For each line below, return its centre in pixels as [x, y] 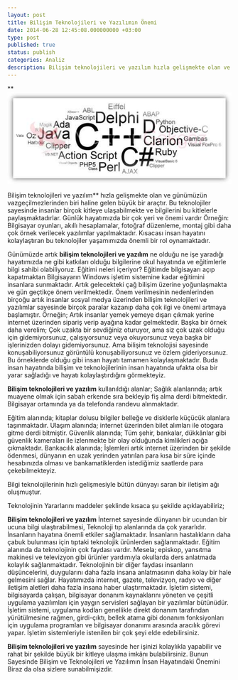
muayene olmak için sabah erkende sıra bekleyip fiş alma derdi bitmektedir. [117, 396]
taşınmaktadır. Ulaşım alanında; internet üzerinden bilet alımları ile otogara [115, 426]
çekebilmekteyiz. [32, 471]
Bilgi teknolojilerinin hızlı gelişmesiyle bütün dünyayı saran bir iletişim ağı [113, 485]
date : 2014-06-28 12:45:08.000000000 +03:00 [74, 30]
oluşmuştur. [25, 492]
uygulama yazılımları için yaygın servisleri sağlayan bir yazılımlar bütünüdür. [118, 603]
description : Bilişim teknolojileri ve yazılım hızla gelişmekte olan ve [119, 68]
